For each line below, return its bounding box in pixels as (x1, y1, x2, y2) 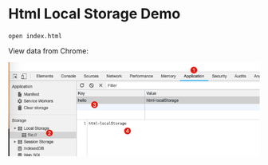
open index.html (8, 32, 62, 40)
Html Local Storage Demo (8, 5, 181, 23)
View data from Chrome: (8, 45, 89, 56)
